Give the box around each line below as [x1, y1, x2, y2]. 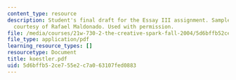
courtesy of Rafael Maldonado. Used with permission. [13, 23, 174, 30]
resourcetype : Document [7, 49, 77, 56]
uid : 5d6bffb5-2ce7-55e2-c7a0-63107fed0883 [7, 62, 137, 69]
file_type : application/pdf [7, 36, 90, 43]
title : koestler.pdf [7, 56, 68, 63]
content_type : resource [7, 10, 77, 17]
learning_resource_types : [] [7, 42, 93, 49]
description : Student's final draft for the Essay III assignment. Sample [7, 17, 231, 24]
